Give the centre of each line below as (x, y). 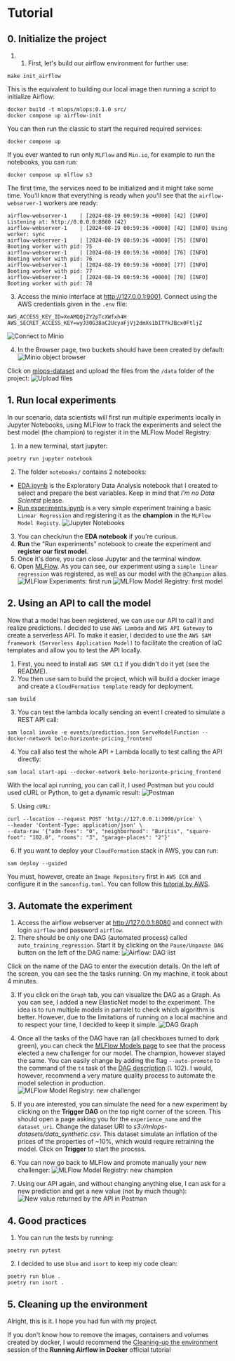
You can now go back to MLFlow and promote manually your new (112, 1163)
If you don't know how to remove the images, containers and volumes (108, 1335)
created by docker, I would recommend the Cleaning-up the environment (113, 1342)
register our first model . (53, 551)
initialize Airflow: (31, 97)
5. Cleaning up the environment (78, 1304)
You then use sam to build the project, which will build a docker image (119, 678)
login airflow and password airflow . (70, 930)
